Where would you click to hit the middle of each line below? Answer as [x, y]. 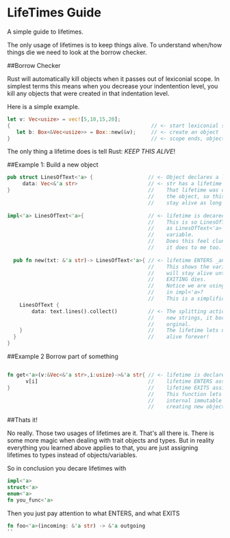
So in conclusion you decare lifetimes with [67, 469]
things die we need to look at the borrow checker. [77, 52]
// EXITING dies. [177, 279]
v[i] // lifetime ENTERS [119, 381]
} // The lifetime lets [119, 331]
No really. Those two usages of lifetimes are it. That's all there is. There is [111, 433]
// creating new [176, 407]
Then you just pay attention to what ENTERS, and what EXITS [93, 513]
